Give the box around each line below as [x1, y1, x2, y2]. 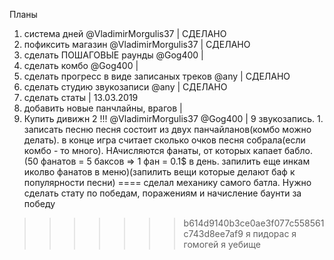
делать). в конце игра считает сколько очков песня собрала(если [23, 134, 306, 146]
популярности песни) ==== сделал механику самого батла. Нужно [23, 177, 312, 188]
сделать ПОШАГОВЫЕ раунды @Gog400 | [23, 49, 204, 61]
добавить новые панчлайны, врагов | [23, 102, 183, 114]
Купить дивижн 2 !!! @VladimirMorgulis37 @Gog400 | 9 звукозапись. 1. [23, 113, 324, 124]
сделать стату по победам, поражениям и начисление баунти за [23, 187, 302, 199]
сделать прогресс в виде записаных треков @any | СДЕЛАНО [23, 70, 291, 82]
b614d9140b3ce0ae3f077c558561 [183, 217, 325, 229]
